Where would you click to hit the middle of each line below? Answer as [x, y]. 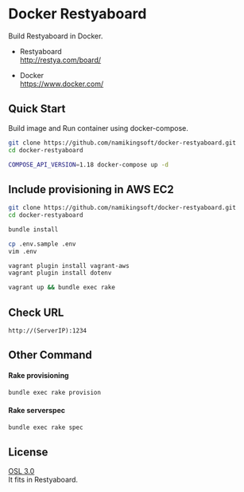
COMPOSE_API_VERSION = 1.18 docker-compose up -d [89, 164]
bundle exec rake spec [46, 427]
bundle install [33, 229]
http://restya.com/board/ [60, 60]
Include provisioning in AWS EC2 [91, 189]
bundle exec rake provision [55, 392]
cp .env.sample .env [43, 244]
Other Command [50, 355]
